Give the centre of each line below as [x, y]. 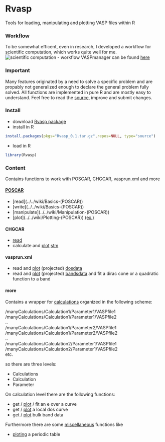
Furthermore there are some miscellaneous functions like [64, 424]
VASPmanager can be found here [115, 57]
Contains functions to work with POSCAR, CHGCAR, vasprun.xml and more [83, 179]
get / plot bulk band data [38, 415]
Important [18, 70]
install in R [23, 127]
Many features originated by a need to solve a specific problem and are [79, 82]
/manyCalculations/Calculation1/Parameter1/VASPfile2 [61, 317]
